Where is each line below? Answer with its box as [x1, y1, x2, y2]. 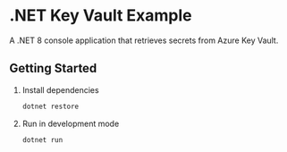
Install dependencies [21, 84, 100, 95]
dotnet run [21, 135, 63, 144]
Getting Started [9, 61, 97, 76]
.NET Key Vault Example [9, 5, 192, 26]
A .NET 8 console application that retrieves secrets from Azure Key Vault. [9, 35, 279, 46]
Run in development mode [21, 118, 120, 129]
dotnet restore [21, 102, 80, 111]
